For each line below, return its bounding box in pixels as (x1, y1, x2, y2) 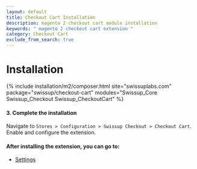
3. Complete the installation (6, 109, 77, 116)
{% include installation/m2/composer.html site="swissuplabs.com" (6, 82, 172, 90)
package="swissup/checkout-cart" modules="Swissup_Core (6, 88, 158, 96)
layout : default (6, 8, 47, 15)
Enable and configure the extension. (6, 129, 96, 136)
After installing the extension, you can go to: (6, 143, 120, 150)
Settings (14, 156, 36, 163)
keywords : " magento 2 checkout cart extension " (6, 25, 134, 32)
